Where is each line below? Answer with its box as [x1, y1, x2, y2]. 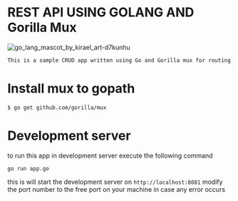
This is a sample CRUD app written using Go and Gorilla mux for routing [7, 56, 232, 64]
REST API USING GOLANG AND [7, 4, 195, 21]
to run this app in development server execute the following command [7, 151, 213, 160]
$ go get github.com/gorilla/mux [7, 104, 107, 111]
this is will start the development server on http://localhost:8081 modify [7, 177, 223, 186]
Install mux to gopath [7, 81, 135, 97]
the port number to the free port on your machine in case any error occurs [7, 185, 226, 193]
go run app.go [7, 165, 50, 172]
